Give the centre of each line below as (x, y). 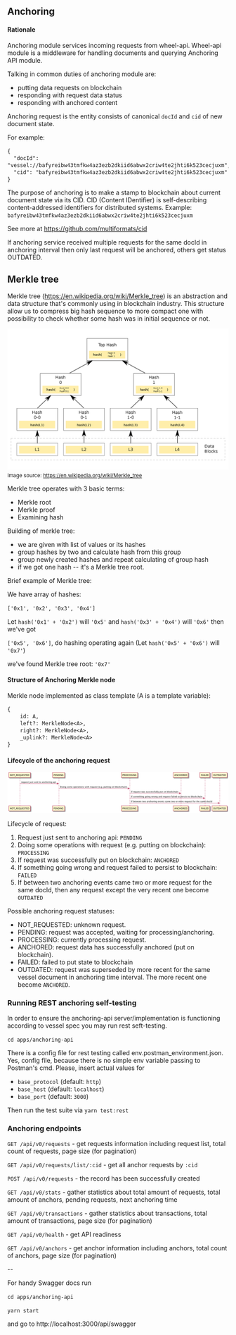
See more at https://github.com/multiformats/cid (77, 228)
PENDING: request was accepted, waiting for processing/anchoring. (116, 932)
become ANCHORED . (44, 984)
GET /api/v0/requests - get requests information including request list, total (117, 1144)
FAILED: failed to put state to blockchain (75, 962)
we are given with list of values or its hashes (81, 544)
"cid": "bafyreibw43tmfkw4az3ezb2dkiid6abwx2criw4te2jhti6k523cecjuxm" (121, 172)
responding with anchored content (67, 102)
